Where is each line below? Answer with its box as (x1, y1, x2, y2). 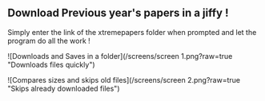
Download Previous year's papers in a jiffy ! (7, 6, 229, 20)
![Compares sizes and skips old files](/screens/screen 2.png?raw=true (7, 75, 241, 84)
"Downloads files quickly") (7, 60, 95, 69)
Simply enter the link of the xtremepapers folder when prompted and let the (7, 27, 257, 37)
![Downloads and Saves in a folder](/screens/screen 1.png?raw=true (7, 51, 233, 60)
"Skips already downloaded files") (7, 84, 120, 93)
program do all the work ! (7, 36, 91, 45)
